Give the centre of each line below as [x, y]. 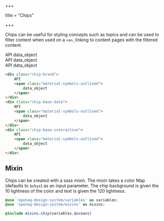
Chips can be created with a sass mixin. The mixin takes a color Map [75, 180]
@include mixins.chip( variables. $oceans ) [49, 214]
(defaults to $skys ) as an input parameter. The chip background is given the [82, 185]
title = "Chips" [20, 15]
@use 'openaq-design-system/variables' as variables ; [62, 200]
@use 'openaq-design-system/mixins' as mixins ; [55, 205]
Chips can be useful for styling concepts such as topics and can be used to [82, 35]
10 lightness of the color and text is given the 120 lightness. [66, 191]
